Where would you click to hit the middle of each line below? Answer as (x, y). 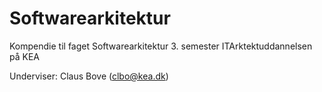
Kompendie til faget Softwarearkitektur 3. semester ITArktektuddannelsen (161, 46)
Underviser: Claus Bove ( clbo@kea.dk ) (89, 76)
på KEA (24, 56)
